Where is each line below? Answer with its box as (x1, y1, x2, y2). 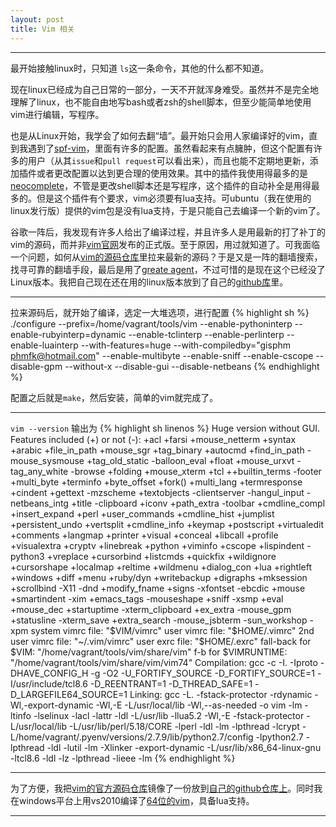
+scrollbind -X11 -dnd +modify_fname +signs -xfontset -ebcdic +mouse (10, 582, 306, 594)
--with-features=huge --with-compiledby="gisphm (80, 339, 292, 351)
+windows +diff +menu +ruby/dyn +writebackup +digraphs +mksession (10, 571, 308, 583)
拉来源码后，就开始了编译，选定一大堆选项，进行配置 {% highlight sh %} (10, 306, 310, 318)
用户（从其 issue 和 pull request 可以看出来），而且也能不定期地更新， (27, 154, 310, 166)
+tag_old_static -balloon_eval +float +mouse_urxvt (86, 454, 295, 466)
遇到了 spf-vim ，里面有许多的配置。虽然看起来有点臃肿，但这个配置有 (27, 142, 314, 154)
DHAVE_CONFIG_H (10, 667, 89, 679)
